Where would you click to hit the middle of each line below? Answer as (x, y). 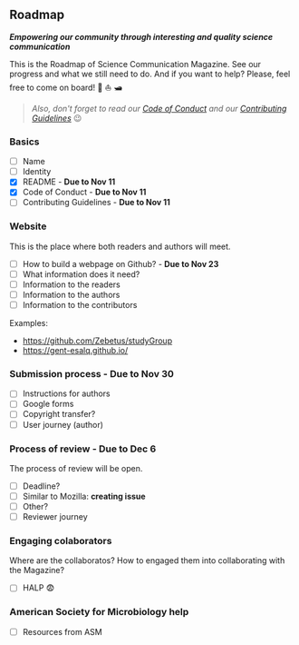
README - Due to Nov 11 (69, 182)
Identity (37, 172)
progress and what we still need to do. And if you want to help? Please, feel (150, 74)
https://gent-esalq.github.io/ (75, 351)
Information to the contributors (80, 304)
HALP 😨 (39, 588)
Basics (24, 142)
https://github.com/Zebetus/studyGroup (97, 341)
